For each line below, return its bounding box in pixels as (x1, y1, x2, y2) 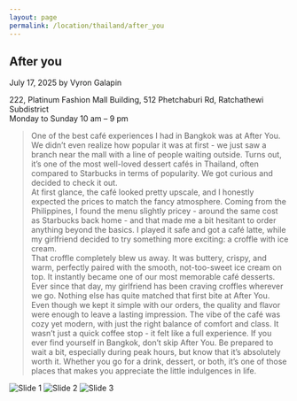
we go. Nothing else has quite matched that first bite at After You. (30, 290, 270, 301)
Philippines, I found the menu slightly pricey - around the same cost (30, 205, 278, 217)
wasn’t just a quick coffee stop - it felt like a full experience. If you (30, 328, 272, 339)
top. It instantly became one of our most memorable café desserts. (30, 272, 276, 282)
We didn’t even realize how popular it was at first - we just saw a (30, 140, 267, 150)
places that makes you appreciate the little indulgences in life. (30, 366, 257, 376)
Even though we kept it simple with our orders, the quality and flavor (30, 300, 281, 311)
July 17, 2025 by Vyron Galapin (9, 77, 122, 89)
